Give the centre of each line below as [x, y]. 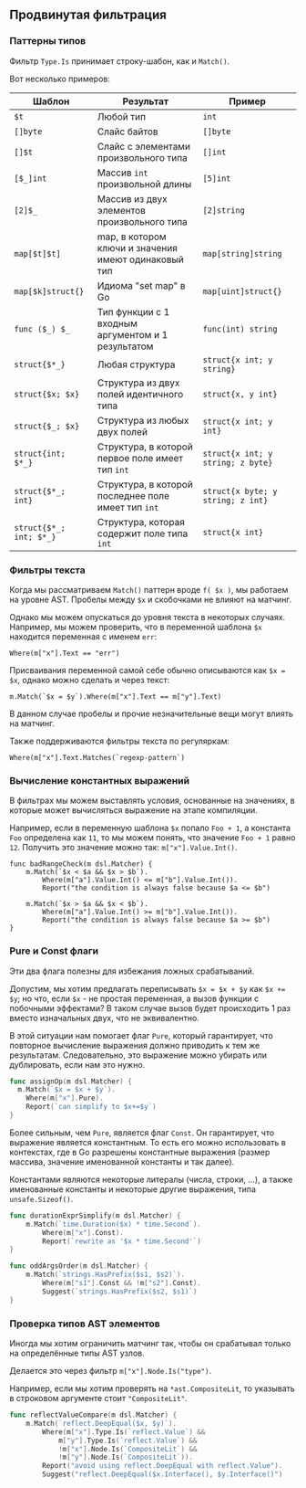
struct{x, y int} [240, 394]
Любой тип [122, 116]
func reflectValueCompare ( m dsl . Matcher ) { [93, 1415]
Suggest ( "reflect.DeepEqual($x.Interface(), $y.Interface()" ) [163, 1474]
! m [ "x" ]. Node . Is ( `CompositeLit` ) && [127, 1449]
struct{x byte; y [240, 491]
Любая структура [136, 364]
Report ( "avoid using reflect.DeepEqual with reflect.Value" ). [163, 1466]
